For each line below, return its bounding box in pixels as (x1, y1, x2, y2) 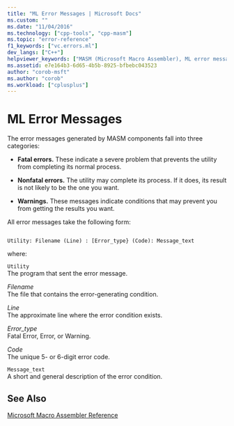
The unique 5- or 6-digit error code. (7, 353, 110, 361)
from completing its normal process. (17, 163, 122, 171)
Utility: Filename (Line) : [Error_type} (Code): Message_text (7, 237, 195, 244)
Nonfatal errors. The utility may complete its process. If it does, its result (17, 176, 227, 184)
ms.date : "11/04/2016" (7, 23, 73, 30)
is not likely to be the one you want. (17, 184, 120, 192)
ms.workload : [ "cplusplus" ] (7, 81, 89, 88)
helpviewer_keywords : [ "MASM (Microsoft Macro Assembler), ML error (7, 56, 210, 63)
